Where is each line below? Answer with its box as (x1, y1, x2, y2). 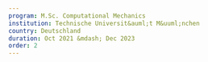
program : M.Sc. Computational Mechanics (8, 11, 147, 20)
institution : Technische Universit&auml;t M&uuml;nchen (8, 19, 200, 27)
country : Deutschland (8, 27, 81, 35)
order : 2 (8, 42, 38, 50)
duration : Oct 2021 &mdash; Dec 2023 (8, 34, 135, 43)
